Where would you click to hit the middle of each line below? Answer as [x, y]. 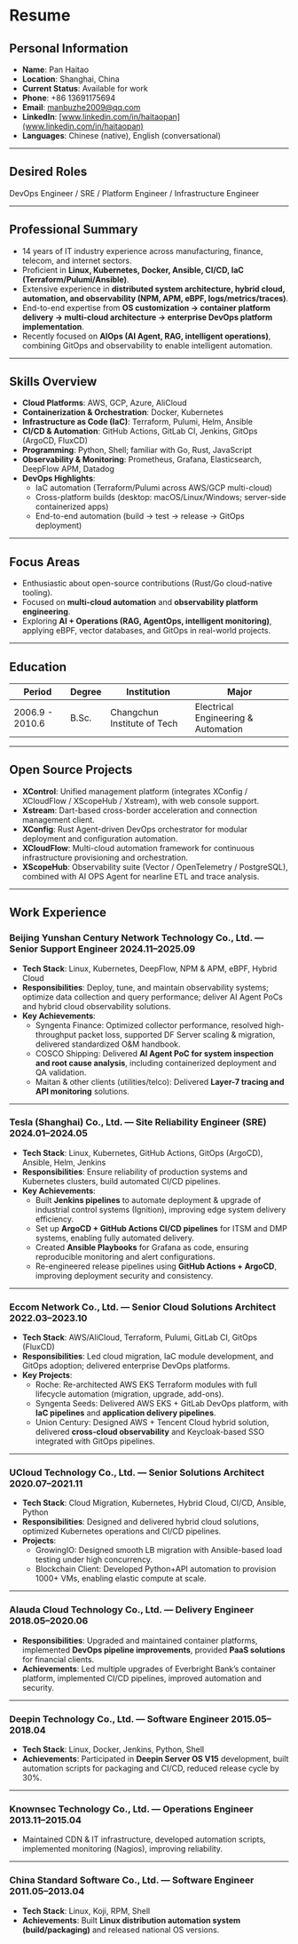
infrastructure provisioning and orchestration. [105, 857]
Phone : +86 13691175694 [69, 98]
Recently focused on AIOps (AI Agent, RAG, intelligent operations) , [146, 336]
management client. [58, 819]
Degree [86, 692]
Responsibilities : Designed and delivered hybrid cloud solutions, [141, 1522]
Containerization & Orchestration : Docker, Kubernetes [123, 412]
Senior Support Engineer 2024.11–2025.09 [102, 949]
